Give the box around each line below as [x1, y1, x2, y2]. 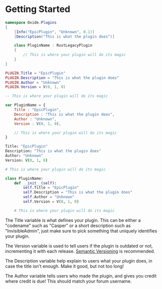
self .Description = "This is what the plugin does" [23, 190, 133, 195]
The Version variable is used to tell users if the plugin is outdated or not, [5, 242, 153, 248]
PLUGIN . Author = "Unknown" [5, 80, 61, 85]
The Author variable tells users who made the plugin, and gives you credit [5, 272, 157, 278]
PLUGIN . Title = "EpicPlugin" [5, 70, 66, 75]
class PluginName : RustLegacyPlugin [14, 43, 93, 48]
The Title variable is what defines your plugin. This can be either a [5, 217, 141, 223]
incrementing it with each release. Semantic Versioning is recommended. [5, 248, 156, 254]
